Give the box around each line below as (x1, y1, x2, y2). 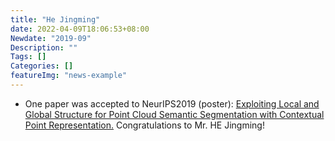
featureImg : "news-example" (10, 71, 128, 81)
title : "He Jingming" (10, 14, 101, 25)
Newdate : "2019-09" (10, 33, 92, 43)
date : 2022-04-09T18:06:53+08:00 (10, 24, 150, 34)
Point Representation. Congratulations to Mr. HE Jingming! (24, 119, 265, 131)
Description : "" (10, 42, 78, 53)
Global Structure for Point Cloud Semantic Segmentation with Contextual (24, 108, 325, 120)
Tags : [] (10, 52, 47, 62)
